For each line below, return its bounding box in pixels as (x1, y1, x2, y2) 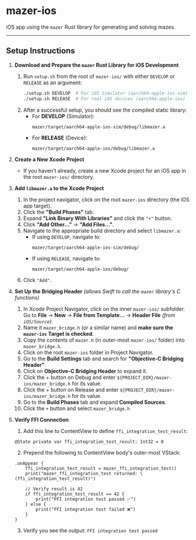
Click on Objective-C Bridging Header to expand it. (23, 367, 148, 374)
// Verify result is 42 (25, 486, 83, 492)
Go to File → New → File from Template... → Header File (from (23, 311, 176, 318)
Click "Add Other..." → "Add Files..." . (23, 221, 114, 228)
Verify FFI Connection (14, 416, 69, 423)
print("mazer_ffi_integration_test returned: (25, 470, 138, 476)
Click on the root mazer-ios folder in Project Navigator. (23, 349, 154, 356)
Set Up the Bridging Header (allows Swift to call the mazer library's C (14, 288, 181, 295)
